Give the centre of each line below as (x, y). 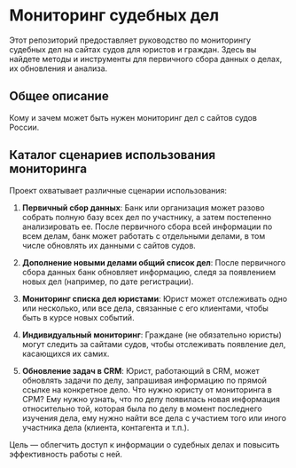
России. (24, 127)
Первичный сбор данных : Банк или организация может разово (143, 207)
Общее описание (59, 96)
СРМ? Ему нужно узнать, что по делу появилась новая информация (151, 399)
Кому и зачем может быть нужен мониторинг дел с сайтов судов (133, 117)
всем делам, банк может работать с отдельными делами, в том (144, 235)
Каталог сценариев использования (112, 155)
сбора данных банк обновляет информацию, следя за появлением (149, 272)
